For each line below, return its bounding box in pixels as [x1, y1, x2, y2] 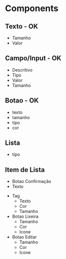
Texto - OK [5, 22, 38, 30]
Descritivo [12, 67, 33, 73]
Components [5, 3, 59, 14]
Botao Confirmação [12, 179, 51, 184]
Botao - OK [5, 96, 39, 105]
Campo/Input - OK [5, 54, 62, 62]
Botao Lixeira [12, 213, 39, 219]
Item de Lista [5, 166, 45, 174]
